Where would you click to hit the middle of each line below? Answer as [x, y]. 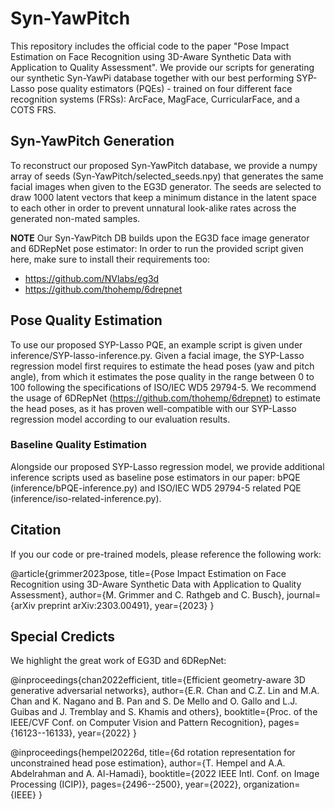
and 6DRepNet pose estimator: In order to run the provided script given [157, 248]
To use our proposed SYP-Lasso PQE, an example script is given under [156, 344]
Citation [36, 530]
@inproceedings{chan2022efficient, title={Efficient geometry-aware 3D [158, 680]
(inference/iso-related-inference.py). [86, 498]
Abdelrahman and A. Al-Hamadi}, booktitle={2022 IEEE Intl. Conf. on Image [165, 774]
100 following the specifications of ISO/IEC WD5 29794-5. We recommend [163, 387]
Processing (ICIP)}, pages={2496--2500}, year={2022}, [126, 784]
